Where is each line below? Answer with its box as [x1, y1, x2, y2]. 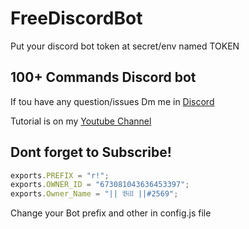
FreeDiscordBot [10, 7, 143, 30]
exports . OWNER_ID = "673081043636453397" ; [10, 180, 190, 190]
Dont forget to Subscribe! [10, 144, 172, 161]
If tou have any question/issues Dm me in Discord [10, 95, 215, 107]
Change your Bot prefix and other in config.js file [10, 207, 212, 219]
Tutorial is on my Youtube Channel [10, 115, 152, 127]
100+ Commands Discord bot [10, 69, 197, 86]
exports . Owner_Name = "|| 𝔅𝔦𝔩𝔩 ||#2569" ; [10, 189, 179, 199]
